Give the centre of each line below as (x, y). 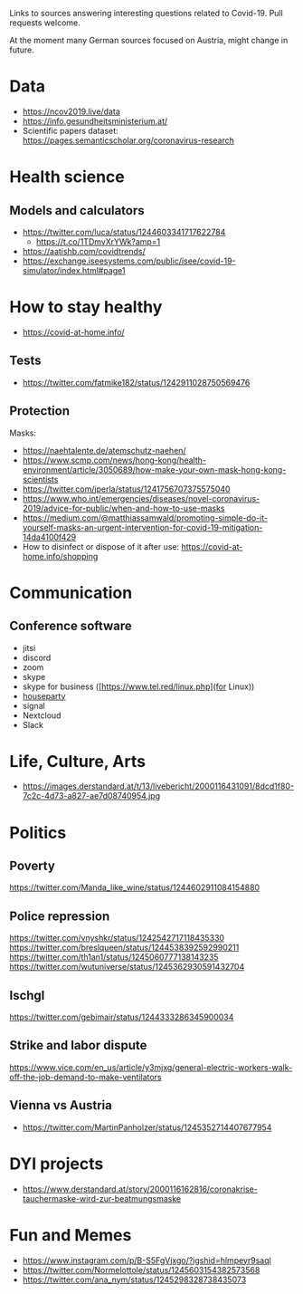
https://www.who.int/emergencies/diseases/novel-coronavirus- (141, 498)
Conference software (71, 626)
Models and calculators (77, 211)
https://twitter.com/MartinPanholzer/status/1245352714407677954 (147, 1127)
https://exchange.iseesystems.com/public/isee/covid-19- (129, 261)
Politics (38, 833)
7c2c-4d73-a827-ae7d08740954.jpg (91, 796)
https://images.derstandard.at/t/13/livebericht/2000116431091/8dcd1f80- (158, 786)
